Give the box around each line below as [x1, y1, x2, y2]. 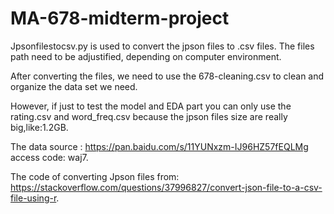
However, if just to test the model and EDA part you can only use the [10, 100, 292, 112]
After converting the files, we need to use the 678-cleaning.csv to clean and [10, 70, 325, 82]
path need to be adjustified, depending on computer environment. [10, 50, 282, 62]
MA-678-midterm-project [10, 7, 230, 30]
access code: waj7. [10, 151, 89, 163]
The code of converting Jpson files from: [10, 170, 180, 182]
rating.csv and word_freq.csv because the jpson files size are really [10, 110, 288, 122]
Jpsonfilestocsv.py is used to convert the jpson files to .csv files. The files [10, 40, 315, 52]
